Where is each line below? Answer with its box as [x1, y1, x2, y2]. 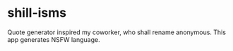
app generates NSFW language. [7, 35, 100, 43]
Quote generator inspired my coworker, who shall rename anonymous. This [7, 28, 226, 36]
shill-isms [7, 5, 67, 21]
